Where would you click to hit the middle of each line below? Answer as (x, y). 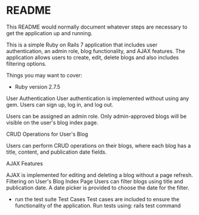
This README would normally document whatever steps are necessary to (97, 27)
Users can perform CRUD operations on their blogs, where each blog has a (99, 145)
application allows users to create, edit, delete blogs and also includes (93, 57)
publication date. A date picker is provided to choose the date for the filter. (98, 188)
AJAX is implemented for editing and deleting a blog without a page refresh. (99, 175)
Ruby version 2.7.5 (38, 86)
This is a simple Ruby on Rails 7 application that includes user (82, 45)
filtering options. (26, 64)
